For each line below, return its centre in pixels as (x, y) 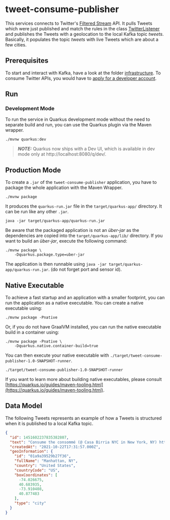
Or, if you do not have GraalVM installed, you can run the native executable (83, 327)
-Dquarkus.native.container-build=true (56, 346)
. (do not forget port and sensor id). (85, 269)
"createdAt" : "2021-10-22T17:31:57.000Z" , (55, 447)
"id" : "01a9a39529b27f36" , (43, 456)
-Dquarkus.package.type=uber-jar (50, 255)
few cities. (16, 44)
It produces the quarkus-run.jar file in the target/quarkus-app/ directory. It (83, 206)
